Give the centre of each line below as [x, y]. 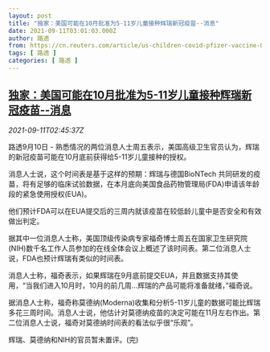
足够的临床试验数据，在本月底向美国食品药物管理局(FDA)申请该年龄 [147, 184]
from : [17, 46]
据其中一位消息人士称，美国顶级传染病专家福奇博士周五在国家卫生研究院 [128, 238]
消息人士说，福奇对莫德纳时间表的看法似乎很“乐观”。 [110, 322]
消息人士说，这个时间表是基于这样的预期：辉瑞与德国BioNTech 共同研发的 [131, 174]
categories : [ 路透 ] [43, 61]
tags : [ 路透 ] [33, 53]
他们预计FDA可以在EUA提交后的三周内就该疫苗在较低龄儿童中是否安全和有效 [135, 211]
